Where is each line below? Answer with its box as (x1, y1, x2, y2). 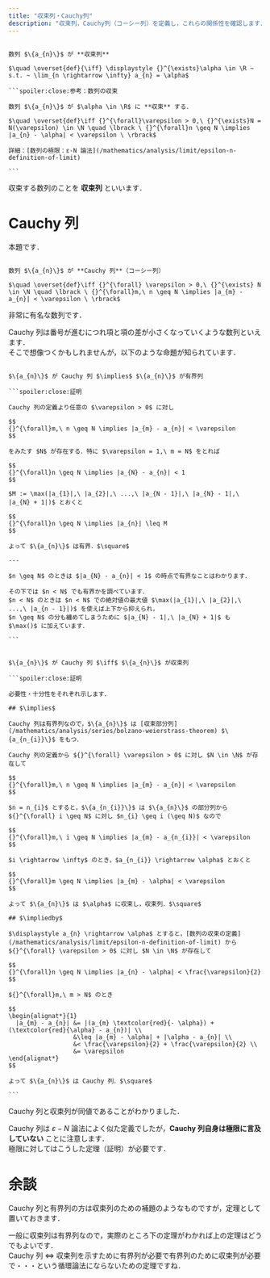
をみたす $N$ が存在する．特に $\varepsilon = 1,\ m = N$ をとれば (8, 447, 220, 456)
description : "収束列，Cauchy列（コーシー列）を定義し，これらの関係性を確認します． (8, 19, 267, 27)
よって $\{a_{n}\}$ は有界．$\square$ (8, 543, 130, 551)
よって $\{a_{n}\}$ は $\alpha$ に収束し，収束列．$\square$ (8, 900, 201, 908)
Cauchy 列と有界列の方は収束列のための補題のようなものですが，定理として (8, 1204, 261, 1213)
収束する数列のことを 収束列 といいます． (8, 182, 147, 192)
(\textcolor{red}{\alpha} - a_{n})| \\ (8, 1026, 143, 1034)
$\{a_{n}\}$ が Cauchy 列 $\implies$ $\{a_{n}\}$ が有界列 (8, 372, 204, 380)
